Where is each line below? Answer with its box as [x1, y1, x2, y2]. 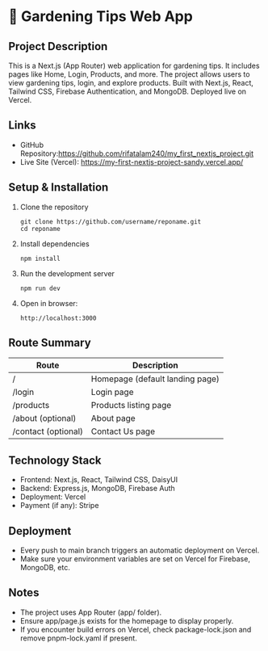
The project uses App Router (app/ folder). [19, 607, 162, 617]
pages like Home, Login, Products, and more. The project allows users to [8, 69, 250, 79]
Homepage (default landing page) [90, 373, 220, 384]
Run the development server [19, 268, 115, 278]
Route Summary [8, 336, 91, 350]
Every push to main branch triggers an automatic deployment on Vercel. [19, 545, 260, 556]
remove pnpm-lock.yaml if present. [19, 633, 137, 643]
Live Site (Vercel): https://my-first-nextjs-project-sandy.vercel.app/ [19, 157, 244, 166]
